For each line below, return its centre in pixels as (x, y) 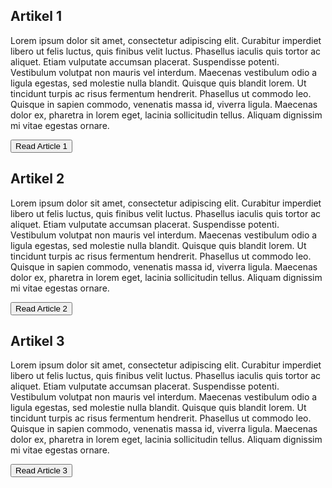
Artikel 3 (37, 341)
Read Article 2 (41, 308)
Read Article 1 (41, 145)
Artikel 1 (36, 16)
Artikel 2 (37, 179)
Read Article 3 (41, 470)
